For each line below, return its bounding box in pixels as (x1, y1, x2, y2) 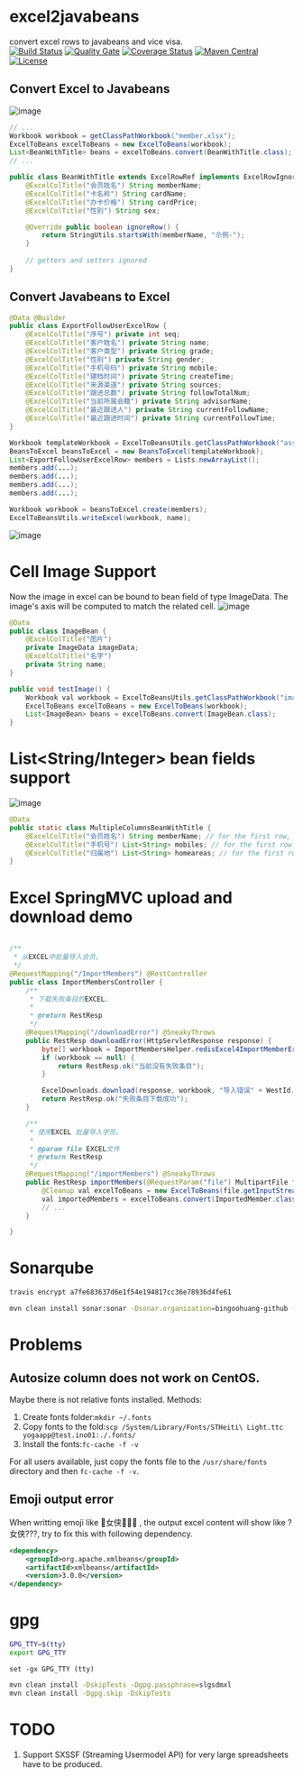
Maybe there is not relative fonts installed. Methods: (9, 1394, 203, 1405)
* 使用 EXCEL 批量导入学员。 (29, 1127, 124, 1137)
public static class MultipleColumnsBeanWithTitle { (9, 823, 212, 832)
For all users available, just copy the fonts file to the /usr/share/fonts (9, 1456, 268, 1467)
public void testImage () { (9, 684, 111, 693)
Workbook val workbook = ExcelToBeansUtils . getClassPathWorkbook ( (25, 692, 280, 702)
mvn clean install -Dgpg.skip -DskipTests (9, 1689, 171, 1698)
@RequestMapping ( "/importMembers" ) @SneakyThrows (25, 1169, 216, 1178)
